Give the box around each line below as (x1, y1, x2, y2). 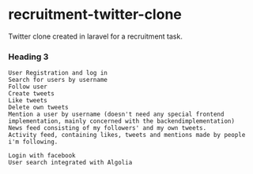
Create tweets (8, 90, 55, 98)
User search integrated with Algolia (8, 159, 133, 167)
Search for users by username (8, 76, 108, 84)
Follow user (8, 83, 47, 91)
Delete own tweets (8, 104, 69, 112)
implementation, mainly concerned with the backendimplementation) (8, 117, 236, 125)
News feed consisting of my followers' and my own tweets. (8, 124, 207, 132)
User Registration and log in (8, 69, 108, 77)
